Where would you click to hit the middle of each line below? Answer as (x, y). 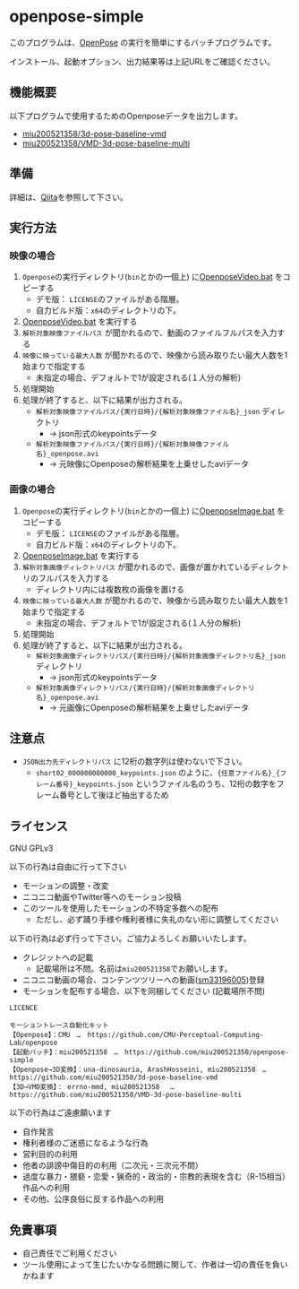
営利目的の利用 (50, 1155)
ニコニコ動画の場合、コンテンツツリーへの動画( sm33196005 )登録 (143, 980)
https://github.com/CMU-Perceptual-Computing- (175, 1035)
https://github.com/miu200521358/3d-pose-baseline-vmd (114, 1077)
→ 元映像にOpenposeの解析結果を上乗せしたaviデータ (149, 464)
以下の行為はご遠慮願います (60, 1112)
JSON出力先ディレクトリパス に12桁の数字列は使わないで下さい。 (135, 761)
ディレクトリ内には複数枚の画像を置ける (110, 589)
